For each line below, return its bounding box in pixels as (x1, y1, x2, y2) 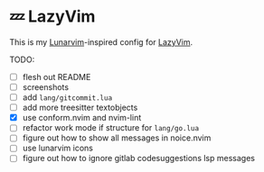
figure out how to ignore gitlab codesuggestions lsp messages (22, 153, 256, 164)
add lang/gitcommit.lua (22, 92, 113, 103)
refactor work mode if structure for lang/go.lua (22, 122, 200, 133)
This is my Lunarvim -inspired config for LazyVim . (9, 36, 193, 47)
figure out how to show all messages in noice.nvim (22, 132, 212, 143)
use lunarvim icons (22, 142, 93, 154)
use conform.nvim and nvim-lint (22, 113, 142, 123)
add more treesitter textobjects (22, 102, 138, 113)
